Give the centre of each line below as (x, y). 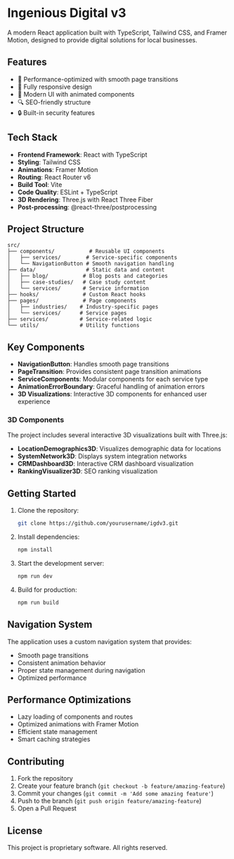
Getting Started (42, 493)
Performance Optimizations (69, 700)
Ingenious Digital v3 (67, 13)
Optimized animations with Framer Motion (78, 724)
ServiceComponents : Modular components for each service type (113, 379)
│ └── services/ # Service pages (67, 313)
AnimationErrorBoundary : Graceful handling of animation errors (111, 386)
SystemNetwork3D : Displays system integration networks (102, 456)
